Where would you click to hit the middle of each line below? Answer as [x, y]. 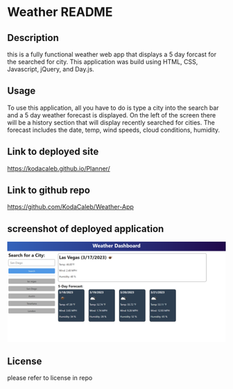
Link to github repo [49, 191]
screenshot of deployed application [86, 229]
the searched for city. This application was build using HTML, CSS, [103, 62]
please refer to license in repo [50, 378]
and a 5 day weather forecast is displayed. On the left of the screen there [112, 115]
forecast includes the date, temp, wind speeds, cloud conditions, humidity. [114, 130]
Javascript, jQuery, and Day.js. [51, 69]
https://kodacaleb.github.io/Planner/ [59, 168]
